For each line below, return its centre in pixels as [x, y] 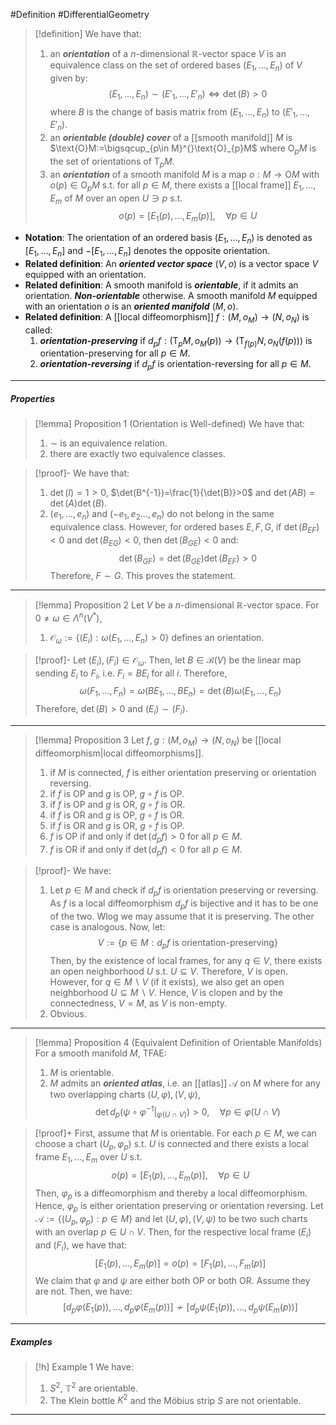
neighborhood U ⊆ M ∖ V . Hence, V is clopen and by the [166, 992]
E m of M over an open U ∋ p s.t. [116, 199]
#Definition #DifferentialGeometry [80, 14]
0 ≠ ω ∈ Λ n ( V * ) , [68, 617]
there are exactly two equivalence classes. [137, 454]
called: [38, 330]
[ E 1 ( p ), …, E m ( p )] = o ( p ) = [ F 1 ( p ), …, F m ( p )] [180, 1264]
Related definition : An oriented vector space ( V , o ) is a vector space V [171, 263]
